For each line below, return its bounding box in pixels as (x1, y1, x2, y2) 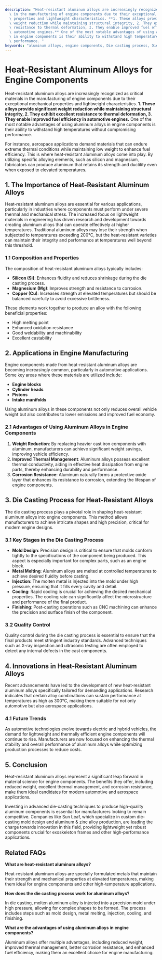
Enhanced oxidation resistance (12, 324, 73, 330)
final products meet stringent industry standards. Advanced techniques (5, 638, 147, 643)
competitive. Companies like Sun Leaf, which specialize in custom (5, 814, 136, 820)
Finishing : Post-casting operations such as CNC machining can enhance (12, 604, 157, 610)
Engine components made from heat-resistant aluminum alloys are (5, 362, 137, 368)
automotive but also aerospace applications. (5, 703, 93, 708)
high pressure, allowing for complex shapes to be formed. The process (5, 905, 146, 911)
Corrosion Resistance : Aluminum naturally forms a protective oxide (12, 471, 147, 478)
